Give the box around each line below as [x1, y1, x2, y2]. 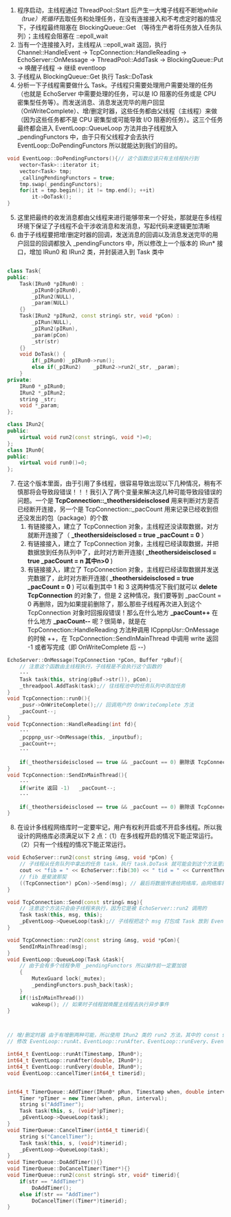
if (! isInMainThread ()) [19, 994, 85, 1001]
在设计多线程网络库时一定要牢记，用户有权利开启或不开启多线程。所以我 [16, 823, 222, 832]
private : [7, 376, 32, 383]
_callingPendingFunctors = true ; [19, 174, 115, 181]
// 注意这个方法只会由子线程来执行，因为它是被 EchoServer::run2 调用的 [19, 905, 208, 912]
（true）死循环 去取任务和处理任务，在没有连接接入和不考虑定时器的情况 [16, 14, 222, 23]
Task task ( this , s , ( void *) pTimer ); [19, 1107, 125, 1115]
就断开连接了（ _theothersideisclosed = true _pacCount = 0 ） [27, 531, 208, 539]
